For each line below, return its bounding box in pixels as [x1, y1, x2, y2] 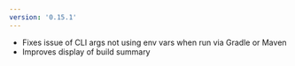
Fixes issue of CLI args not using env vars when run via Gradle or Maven [21, 37, 287, 48]
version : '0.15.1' [9, 12, 77, 22]
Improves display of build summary [21, 46, 151, 57]
